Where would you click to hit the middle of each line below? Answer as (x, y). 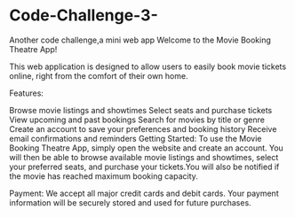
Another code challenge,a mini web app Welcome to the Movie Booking (140, 40)
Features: (27, 93)
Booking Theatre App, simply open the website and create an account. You (147, 148)
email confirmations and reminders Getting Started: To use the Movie (136, 138)
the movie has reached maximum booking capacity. (104, 176)
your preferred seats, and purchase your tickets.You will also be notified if (144, 167)
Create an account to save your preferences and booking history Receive (143, 128)
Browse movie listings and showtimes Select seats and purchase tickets (141, 110)
